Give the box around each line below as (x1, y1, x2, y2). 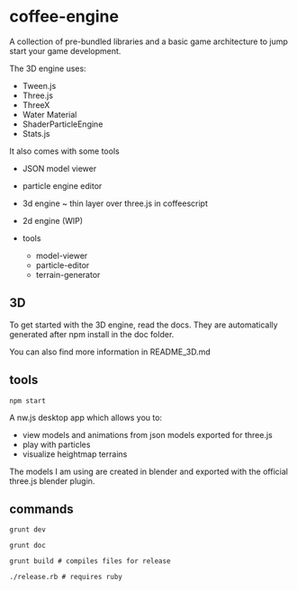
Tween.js (22, 80, 57, 91)
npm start (9, 396, 47, 406)
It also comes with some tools (9, 146, 120, 156)
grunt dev (9, 525, 47, 534)
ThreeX (22, 99, 50, 110)
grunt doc (9, 541, 47, 550)
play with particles (22, 439, 91, 450)
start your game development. (9, 45, 121, 56)
